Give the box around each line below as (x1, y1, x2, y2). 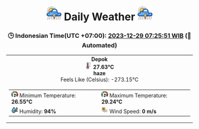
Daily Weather (63, 10, 136, 24)
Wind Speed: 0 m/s (109, 108, 157, 115)
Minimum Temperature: (19, 92, 76, 99)
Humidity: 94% (19, 108, 56, 115)
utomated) (82, 41, 117, 50)
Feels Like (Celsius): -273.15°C (60, 76, 139, 83)
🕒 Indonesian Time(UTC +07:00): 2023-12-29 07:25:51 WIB (8, 32, 184, 40)
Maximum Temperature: (109, 92, 168, 99)
